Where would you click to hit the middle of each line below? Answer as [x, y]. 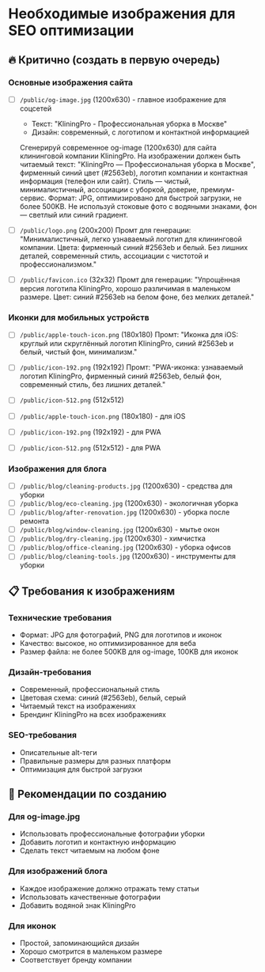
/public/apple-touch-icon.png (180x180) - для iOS [102, 416]
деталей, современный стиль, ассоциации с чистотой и [114, 256]
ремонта [34, 521]
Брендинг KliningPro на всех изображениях [93, 715]
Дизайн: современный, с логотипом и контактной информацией [140, 132]
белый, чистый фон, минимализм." [78, 352]
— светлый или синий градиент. [74, 215]
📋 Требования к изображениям [92, 591]
